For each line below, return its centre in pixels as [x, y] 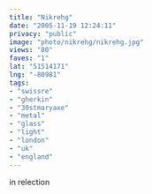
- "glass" [27, 124]
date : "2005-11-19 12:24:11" [63, 26]
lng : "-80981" [35, 75]
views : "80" [31, 50]
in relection [30, 182]
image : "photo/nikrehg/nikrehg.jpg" [76, 42]
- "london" [29, 140]
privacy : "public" [43, 34]
